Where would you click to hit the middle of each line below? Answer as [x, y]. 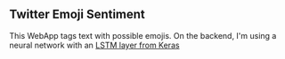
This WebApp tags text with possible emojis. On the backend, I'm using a [143, 35]
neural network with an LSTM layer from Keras [94, 45]
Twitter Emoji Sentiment [77, 15]
